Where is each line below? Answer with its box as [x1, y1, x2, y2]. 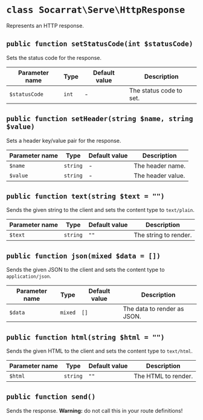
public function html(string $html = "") [6, 333, 165, 341]
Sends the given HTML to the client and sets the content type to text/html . [6, 347, 193, 355]
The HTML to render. [134, 372, 193, 380]
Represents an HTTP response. [6, 22, 85, 29]
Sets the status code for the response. [6, 54, 101, 61]
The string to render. [134, 231, 192, 240]
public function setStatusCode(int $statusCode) [6, 39, 193, 48]
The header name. [134, 162, 186, 170]
